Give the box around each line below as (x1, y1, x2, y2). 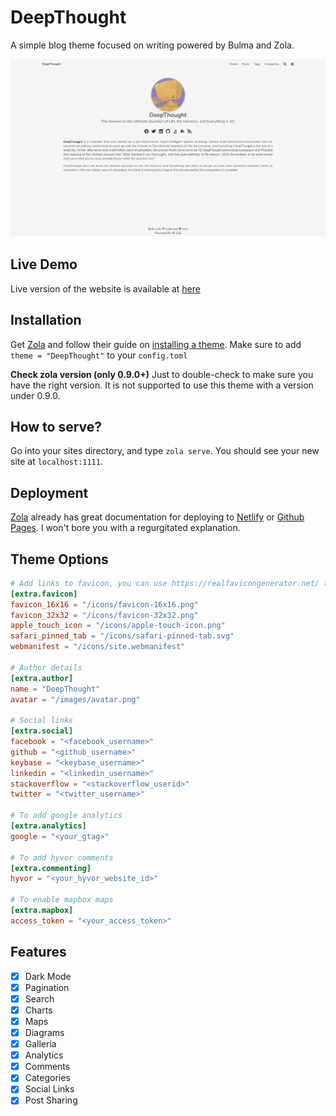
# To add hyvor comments (10, 852, 114, 863)
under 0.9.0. (10, 389, 61, 401)
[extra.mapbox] (10, 906, 74, 916)
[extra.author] (10, 673, 74, 683)
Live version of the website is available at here (10, 282, 201, 295)
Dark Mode (24, 970, 72, 982)
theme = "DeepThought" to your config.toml (10, 349, 188, 361)
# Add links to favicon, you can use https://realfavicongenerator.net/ (10, 578, 320, 588)
